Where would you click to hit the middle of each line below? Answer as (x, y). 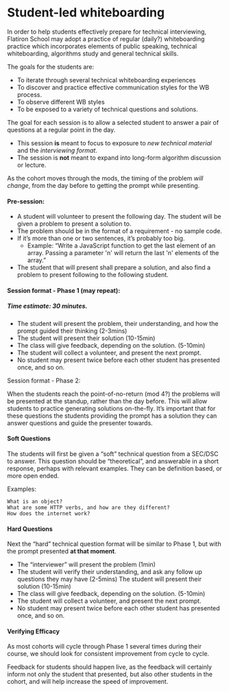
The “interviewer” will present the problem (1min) (86, 564)
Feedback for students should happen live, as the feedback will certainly (110, 667)
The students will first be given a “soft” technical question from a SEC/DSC (113, 453)
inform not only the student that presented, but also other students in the (110, 674)
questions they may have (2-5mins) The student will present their (109, 579)
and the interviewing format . (57, 150)
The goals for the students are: (51, 67)
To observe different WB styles (61, 102)
